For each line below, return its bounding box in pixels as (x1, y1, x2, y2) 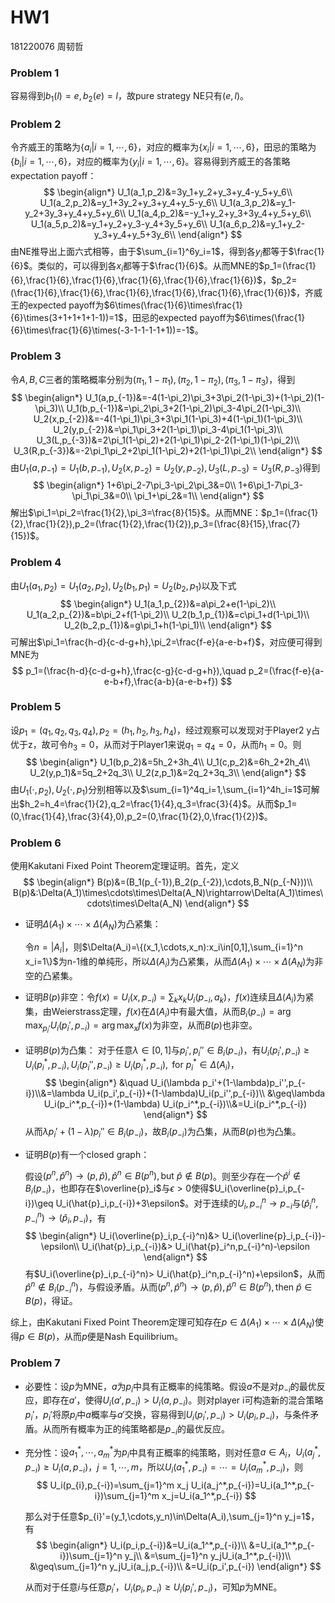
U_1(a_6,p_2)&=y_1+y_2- (209, 217, 306, 230)
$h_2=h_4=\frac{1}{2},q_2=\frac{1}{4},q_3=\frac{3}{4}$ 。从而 (19, 798, 275, 810)
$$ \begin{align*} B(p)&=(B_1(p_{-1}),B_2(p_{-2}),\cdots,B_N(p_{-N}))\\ (23, 876, 313, 888)
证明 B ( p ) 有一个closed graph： (24, 1148, 150, 1160)
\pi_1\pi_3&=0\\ (71, 490, 132, 502)
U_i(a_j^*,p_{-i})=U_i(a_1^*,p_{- (190, 1479, 315, 1491)
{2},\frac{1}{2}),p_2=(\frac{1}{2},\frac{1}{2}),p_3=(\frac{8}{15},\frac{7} (10, 518, 301, 530)
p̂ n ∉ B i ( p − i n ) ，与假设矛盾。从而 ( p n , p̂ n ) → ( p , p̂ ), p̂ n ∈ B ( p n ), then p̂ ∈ (24, 1279, 313, 1295)
